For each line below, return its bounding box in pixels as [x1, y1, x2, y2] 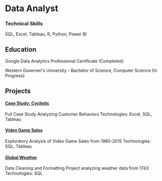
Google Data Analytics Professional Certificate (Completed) [5, 58, 124, 64]
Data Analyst [5, 3, 59, 14]
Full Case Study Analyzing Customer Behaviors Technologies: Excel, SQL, [5, 111, 152, 117]
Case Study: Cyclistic [5, 100, 49, 106]
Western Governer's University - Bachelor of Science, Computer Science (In [5, 67, 158, 73]
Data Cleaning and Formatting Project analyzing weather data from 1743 [5, 165, 149, 171]
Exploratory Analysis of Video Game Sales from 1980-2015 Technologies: [5, 138, 151, 144]
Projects [5, 87, 31, 95]
